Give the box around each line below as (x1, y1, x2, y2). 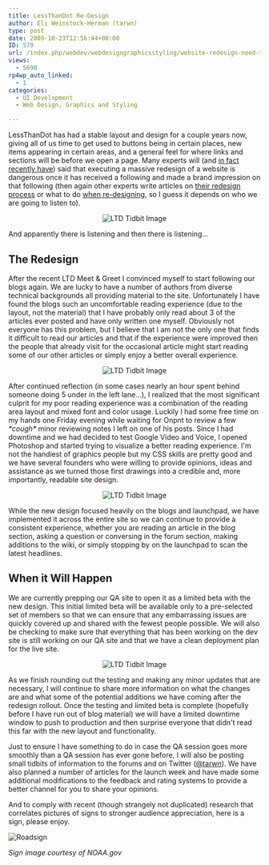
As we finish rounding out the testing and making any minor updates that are (8, 674, 261, 685)
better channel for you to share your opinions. (8, 784, 159, 794)
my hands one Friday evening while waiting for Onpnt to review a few (8, 415, 236, 424)
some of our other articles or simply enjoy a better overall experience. (8, 350, 239, 360)
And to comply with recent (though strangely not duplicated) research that (8, 799, 254, 809)
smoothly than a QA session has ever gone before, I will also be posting (8, 750, 244, 759)
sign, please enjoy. (8, 816, 70, 826)
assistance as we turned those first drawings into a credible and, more (8, 466, 241, 476)
